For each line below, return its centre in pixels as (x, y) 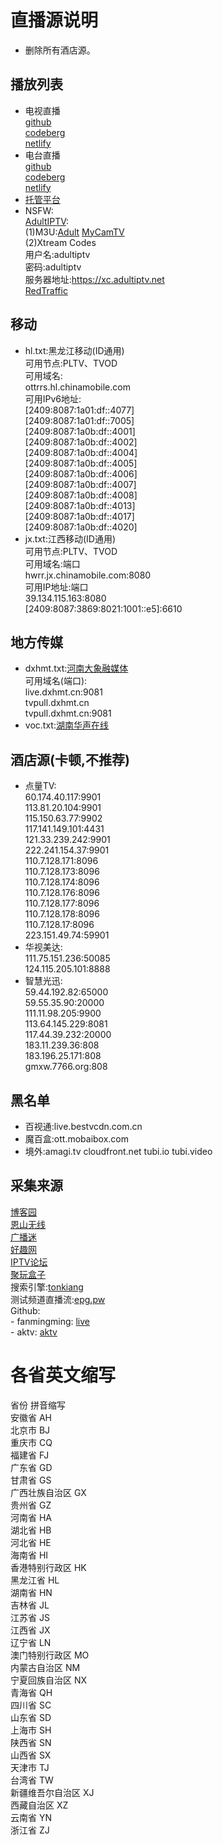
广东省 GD (31, 1467)
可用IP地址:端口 (56, 587)
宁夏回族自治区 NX (49, 1680)
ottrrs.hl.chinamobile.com (77, 387)
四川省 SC (31, 1705)
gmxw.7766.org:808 (66, 1067)
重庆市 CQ (31, 1442)
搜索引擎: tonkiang (47, 1287)
